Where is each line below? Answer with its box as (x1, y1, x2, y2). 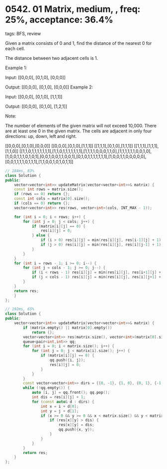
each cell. (5, 45, 25, 51)
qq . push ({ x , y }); (58, 427, 94, 432)
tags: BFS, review (5, 30, 41, 36)
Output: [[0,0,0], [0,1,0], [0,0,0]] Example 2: (5, 84, 93, 90)
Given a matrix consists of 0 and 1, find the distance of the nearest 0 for (5, 40, 152, 46)
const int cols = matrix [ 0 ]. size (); (14, 196, 90, 201)
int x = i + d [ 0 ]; (40, 404, 79, 409)
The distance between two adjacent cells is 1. (5, 55, 98, 61)
